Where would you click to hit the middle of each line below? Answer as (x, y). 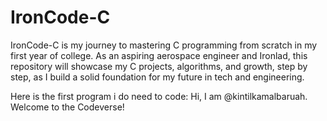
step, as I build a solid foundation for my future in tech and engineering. (157, 77)
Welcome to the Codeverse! (67, 107)
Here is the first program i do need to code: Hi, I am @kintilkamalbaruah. (159, 96)
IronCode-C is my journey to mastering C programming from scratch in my (164, 45)
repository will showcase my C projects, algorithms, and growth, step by (159, 66)
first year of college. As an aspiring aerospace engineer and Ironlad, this (159, 55)
